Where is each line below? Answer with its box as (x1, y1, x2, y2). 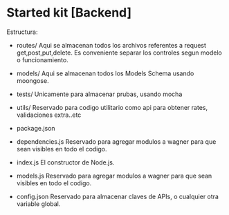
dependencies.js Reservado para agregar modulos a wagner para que (16, 137, 217, 146)
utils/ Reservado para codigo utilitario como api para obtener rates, (16, 103, 208, 111)
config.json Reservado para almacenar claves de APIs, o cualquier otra (16, 192, 219, 200)
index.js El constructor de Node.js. (16, 158, 115, 167)
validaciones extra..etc (16, 111, 82, 119)
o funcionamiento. (16, 55, 68, 64)
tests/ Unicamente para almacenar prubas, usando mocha (16, 90, 183, 98)
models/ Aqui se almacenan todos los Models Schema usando (16, 69, 194, 77)
